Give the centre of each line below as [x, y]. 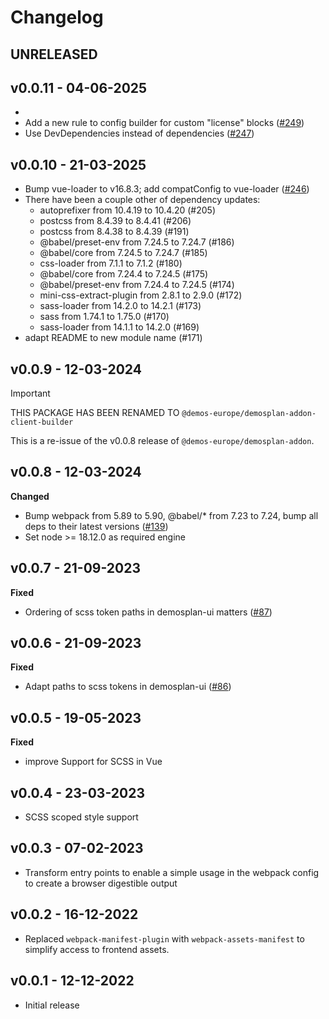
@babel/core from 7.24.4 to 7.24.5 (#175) [124, 274]
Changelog [57, 17]
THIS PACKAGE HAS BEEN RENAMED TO [95, 413]
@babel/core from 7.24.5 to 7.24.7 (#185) [123, 253]
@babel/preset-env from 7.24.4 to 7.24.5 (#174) [137, 285]
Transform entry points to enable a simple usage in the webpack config [172, 872]
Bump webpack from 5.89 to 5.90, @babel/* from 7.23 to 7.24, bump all [171, 515]
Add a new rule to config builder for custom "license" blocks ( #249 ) [164, 123]
